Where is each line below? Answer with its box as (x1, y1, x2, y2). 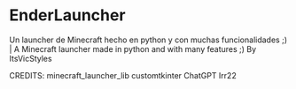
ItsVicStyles (9, 53, 52, 63)
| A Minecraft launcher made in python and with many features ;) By (9, 43, 257, 54)
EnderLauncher (9, 5, 126, 26)
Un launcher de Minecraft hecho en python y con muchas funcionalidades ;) (9, 34, 288, 45)
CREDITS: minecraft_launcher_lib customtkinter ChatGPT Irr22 (9, 70, 237, 80)
